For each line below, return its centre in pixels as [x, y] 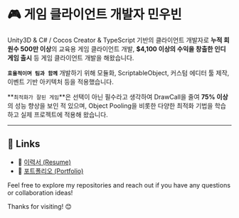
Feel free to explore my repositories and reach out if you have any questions [119, 185]
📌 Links [24, 144]
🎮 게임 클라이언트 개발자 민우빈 [95, 15]
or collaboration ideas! [40, 192]
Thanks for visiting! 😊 [40, 206]
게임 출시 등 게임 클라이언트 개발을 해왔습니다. [71, 58]
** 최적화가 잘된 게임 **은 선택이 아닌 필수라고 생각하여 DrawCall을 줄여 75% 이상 [118, 97]
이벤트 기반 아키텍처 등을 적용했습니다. [60, 82]
